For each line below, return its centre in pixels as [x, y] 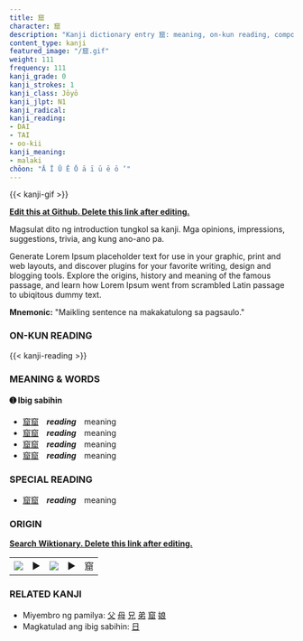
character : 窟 [35, 26]
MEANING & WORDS [55, 378]
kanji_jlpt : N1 [38, 102]
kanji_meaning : [38, 152]
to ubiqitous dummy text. [55, 295]
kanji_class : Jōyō [44, 93]
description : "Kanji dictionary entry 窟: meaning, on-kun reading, [140, 34]
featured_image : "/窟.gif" [60, 51]
